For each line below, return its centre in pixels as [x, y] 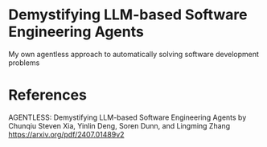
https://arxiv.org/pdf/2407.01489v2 [66, 134]
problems [24, 63]
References [47, 95]
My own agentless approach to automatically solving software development [134, 54]
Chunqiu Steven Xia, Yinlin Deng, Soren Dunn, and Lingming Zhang [119, 125]
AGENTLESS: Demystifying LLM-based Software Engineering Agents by [127, 117]
